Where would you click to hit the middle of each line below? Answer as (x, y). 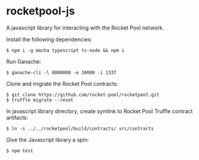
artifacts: (17, 117)
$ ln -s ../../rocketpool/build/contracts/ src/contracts (80, 128)
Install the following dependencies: (49, 39)
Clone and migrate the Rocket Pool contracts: (62, 84)
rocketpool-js (40, 11)
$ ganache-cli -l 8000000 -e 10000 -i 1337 (61, 72)
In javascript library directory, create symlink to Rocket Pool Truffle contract (99, 111)
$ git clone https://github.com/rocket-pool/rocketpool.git (83, 94)
